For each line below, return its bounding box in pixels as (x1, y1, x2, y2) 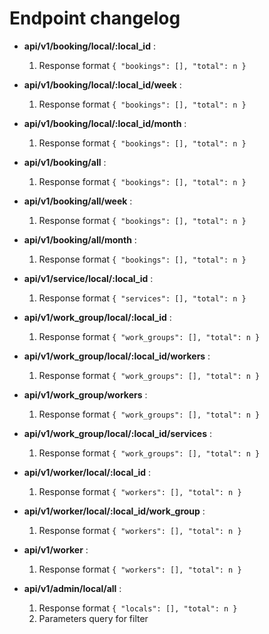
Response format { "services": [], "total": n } (38, 292, 247, 304)
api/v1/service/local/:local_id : (23, 272, 154, 284)
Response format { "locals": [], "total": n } (38, 602, 238, 614)
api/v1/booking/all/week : (23, 195, 133, 207)
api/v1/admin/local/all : (23, 582, 122, 594)
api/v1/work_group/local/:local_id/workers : (23, 350, 211, 362)
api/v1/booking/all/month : (23, 233, 137, 246)
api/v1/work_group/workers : (23, 388, 148, 401)
